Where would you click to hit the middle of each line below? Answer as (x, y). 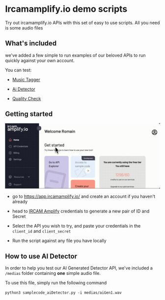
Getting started (29, 114)
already (20, 202)
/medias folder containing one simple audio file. (53, 273)
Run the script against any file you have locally (59, 241)
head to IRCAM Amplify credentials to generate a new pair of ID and (81, 211)
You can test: (18, 70)
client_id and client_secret (41, 231)
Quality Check (27, 98)
